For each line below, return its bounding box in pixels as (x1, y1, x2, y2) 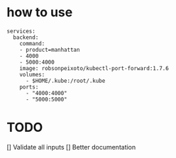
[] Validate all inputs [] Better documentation (6, 142, 136, 151)
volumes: (19, 71, 45, 78)
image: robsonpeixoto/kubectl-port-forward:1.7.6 (19, 64, 170, 72)
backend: (13, 33, 39, 41)
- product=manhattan (19, 46, 80, 53)
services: (6, 28, 36, 35)
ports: (19, 83, 39, 91)
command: (19, 40, 45, 47)
